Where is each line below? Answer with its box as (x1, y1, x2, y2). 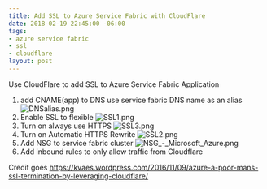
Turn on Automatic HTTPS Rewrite (20, 129, 136, 139)
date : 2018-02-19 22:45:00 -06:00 (8, 19, 126, 28)
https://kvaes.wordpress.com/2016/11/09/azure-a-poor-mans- (49, 162, 259, 172)
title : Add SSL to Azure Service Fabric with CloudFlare (8, 11, 206, 20)
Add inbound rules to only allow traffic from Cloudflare (20, 147, 204, 157)
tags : (8, 27, 27, 35)
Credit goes (8, 162, 48, 172)
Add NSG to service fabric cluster (20, 138, 133, 148)
